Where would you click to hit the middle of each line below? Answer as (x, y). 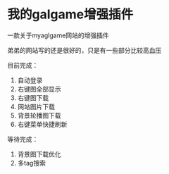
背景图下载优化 (39, 154)
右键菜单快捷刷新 (42, 124)
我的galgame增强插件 (70, 14)
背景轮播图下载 (39, 115)
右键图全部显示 (39, 89)
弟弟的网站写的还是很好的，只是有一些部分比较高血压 (84, 50)
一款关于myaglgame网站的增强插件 (58, 35)
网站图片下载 (36, 106)
